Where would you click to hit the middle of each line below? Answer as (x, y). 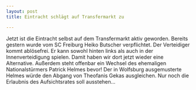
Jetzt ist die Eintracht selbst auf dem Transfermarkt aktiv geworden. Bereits (97, 38)
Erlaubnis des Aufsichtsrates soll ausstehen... (61, 81)
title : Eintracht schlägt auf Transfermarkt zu (65, 17)
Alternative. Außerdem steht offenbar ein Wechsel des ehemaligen (86, 63)
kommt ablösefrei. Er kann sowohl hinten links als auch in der (80, 51)
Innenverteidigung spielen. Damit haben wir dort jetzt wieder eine (85, 57)
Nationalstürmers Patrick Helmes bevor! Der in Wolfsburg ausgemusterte (94, 69)
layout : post (22, 11)
